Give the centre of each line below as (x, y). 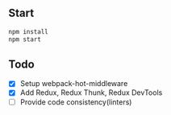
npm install (28, 31)
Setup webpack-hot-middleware (74, 84)
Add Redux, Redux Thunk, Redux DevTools (91, 92)
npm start (25, 39)
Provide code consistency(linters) (76, 102)
